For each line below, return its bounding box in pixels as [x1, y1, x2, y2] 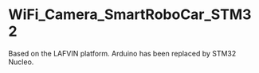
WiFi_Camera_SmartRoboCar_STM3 [8, 6, 252, 24]
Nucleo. [8, 57, 34, 67]
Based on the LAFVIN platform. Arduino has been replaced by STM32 [8, 48, 237, 58]
